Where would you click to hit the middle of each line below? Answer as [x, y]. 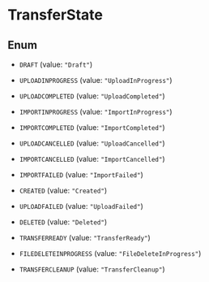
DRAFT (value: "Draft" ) [56, 64]
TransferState [55, 15]
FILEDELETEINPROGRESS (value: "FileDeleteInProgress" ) [110, 253]
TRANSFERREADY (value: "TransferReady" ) [85, 238]
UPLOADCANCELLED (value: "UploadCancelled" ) [92, 143]
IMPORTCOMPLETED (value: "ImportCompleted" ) [92, 127]
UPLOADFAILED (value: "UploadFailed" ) [81, 206]
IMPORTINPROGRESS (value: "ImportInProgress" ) [96, 112]
